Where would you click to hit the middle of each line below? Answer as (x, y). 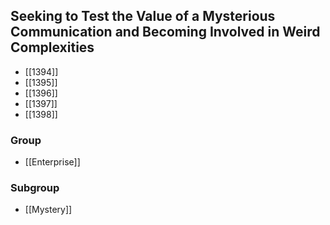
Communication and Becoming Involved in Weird (165, 32)
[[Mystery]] (48, 210)
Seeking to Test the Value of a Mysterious (143, 16)
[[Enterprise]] (52, 162)
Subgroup (35, 188)
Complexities (52, 47)
